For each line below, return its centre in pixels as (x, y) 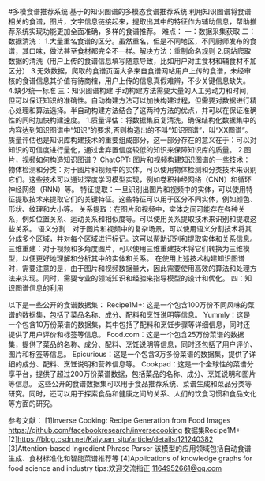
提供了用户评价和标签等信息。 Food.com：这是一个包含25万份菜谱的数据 (126, 334)
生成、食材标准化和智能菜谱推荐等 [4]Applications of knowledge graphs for (130, 458)
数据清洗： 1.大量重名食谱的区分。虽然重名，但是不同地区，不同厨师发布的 (129, 41)
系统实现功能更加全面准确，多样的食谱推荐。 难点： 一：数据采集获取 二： (135, 31)
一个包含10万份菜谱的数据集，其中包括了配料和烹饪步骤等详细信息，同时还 (129, 325)
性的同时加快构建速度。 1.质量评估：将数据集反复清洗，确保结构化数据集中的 (132, 120)
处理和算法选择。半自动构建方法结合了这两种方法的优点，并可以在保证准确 (136, 110)
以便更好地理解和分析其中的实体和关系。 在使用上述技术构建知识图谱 (133, 258)
